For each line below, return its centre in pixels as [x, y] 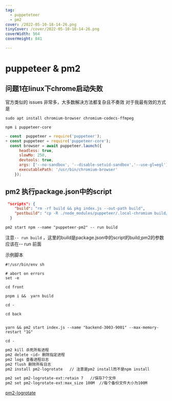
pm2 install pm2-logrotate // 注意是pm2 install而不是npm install [78, 369]
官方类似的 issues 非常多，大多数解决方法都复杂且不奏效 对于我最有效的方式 [86, 102]
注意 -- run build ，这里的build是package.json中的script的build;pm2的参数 [85, 238]
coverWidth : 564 [23, 34]
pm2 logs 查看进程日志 [27, 359]
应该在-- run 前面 [24, 244]
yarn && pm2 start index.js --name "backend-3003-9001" [66, 328]
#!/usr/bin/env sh [25, 265]
